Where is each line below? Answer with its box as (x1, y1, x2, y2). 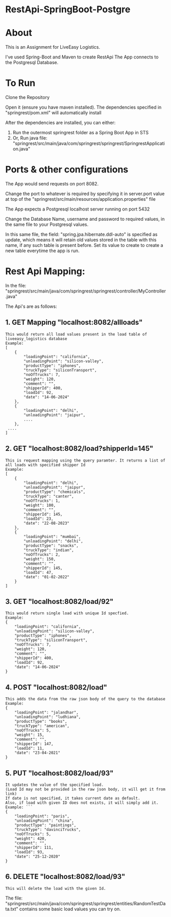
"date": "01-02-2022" (23, 574, 70, 579)
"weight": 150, (23, 556, 56, 561)
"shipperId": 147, (14, 741, 54, 746)
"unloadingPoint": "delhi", (23, 538, 83, 544)
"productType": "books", (14, 719, 67, 724)
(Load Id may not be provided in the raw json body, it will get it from (5, 787, 166, 792)
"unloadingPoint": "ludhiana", (14, 715, 81, 720)
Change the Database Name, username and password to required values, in (5, 216, 165, 222)
